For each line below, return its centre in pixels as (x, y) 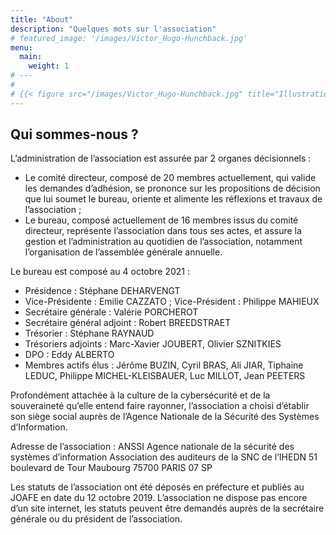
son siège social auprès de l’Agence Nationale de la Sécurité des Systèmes (165, 417)
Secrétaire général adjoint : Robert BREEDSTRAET (128, 323)
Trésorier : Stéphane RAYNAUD (89, 333)
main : (31, 57)
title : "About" (42, 19)
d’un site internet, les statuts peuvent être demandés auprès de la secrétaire (167, 508)
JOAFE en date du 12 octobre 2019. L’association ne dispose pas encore (159, 498)
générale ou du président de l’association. (96, 519)
